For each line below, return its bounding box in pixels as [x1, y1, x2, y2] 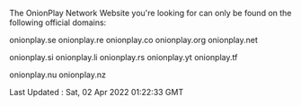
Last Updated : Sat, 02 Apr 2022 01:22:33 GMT [9, 87, 184, 97]
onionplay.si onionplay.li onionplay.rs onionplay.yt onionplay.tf [9, 52, 238, 62]
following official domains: [9, 17, 107, 28]
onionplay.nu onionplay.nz [9, 69, 106, 80]
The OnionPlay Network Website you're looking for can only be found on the [9, 8, 292, 18]
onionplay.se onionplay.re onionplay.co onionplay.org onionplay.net [9, 35, 259, 45]
